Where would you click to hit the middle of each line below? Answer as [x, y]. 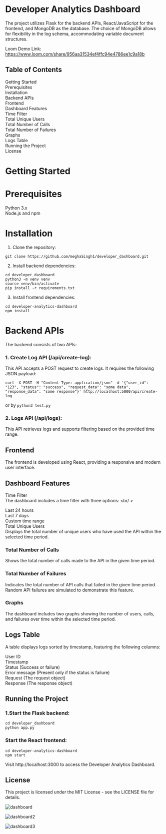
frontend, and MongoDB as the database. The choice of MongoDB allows [80, 28]
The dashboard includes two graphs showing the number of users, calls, [80, 613]
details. [13, 797]
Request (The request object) [35, 678]
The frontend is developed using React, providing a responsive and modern [83, 462]
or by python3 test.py [28, 405]
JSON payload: [21, 374]
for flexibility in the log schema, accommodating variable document [74, 34]
